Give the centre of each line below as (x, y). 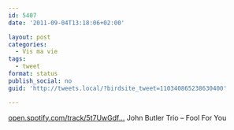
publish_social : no (40, 81)
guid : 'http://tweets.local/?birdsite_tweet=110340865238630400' (117, 88)
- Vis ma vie (37, 52)
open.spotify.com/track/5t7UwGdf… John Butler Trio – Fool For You (117, 117)
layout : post (30, 37)
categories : (28, 44)
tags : (17, 59)
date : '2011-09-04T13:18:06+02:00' (67, 23)
